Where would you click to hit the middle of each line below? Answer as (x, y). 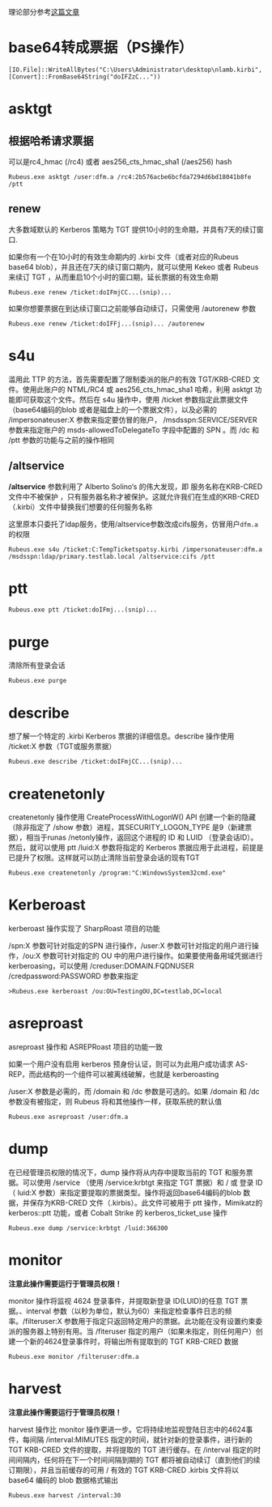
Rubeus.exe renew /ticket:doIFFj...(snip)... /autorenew (106, 324)
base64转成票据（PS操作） (101, 48)
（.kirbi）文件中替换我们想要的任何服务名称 (81, 507)
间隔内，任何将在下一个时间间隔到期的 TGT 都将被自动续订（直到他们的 (134, 1459)
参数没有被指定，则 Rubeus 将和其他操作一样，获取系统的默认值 (115, 1102)
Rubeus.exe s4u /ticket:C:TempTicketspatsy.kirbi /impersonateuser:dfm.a (136, 549)
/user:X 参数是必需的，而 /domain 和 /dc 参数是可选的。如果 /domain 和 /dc (134, 1092)
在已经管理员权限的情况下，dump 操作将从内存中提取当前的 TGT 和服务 (127, 1173)
